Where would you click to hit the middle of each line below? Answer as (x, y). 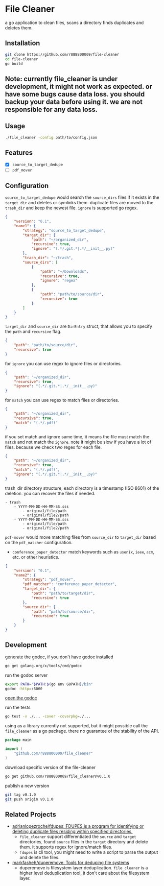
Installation (23, 43)
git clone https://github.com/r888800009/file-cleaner (62, 54)
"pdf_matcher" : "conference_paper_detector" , (70, 584)
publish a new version (27, 786)
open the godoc (21, 698)
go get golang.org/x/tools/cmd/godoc (44, 666)
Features (19, 153)
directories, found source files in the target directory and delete (84, 842)
